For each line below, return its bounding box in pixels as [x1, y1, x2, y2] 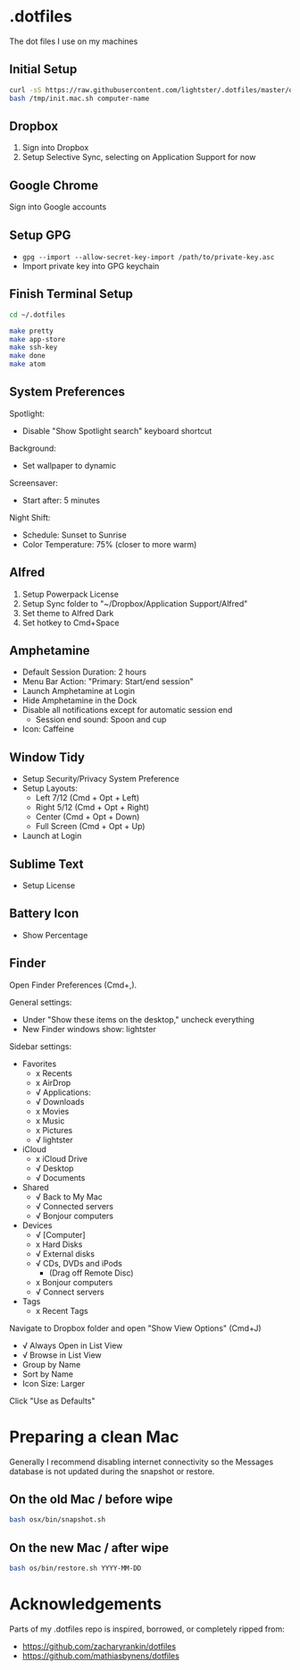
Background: [9, 443, 56, 454]
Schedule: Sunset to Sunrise [21, 530, 127, 540]
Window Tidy [9, 750, 86, 765]
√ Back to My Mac [35, 1191, 103, 1202]
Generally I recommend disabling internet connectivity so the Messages [9, 1456, 274, 1467]
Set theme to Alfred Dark [21, 607, 114, 618]
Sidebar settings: [9, 1040, 72, 1052]
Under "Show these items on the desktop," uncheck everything [21, 1013, 254, 1025]
